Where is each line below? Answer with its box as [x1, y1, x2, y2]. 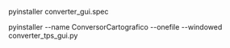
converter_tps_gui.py [8, 31, 78, 40]
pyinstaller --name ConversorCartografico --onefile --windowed [8, 22, 223, 31]
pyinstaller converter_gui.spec [8, 7, 109, 16]
